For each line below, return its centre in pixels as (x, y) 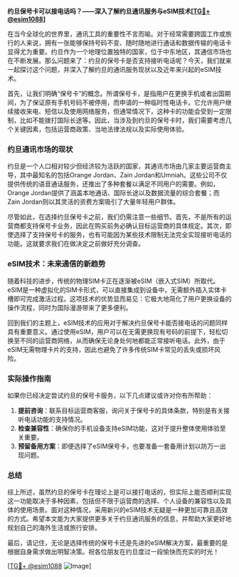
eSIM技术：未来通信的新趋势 (57, 264)
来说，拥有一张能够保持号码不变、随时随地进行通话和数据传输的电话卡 (129, 43)
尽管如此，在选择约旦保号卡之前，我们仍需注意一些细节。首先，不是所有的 (116, 217)
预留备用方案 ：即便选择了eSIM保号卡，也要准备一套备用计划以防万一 (119, 446)
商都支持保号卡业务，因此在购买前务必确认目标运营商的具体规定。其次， (119, 226)
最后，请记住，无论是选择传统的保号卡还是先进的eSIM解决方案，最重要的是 (118, 543)
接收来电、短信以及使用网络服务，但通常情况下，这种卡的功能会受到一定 (119, 111)
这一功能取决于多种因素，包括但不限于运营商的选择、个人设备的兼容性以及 (116, 501)
